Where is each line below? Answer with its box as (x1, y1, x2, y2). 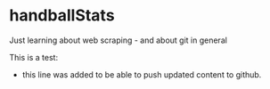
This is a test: (9, 52, 59, 62)
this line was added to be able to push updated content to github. (21, 69, 262, 80)
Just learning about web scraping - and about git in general (9, 35, 227, 45)
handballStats (9, 5, 115, 26)
